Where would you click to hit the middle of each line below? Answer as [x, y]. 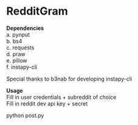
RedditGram [37, 11]
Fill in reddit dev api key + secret [47, 103]
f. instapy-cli [22, 67]
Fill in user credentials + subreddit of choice [61, 97]
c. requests [20, 48]
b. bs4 [14, 41]
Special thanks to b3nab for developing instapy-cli [69, 79]
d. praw [16, 54]
